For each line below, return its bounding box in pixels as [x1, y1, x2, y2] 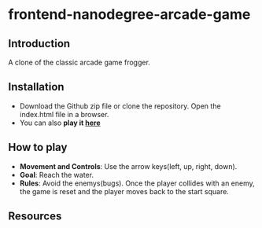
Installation [8, 80, 65, 94]
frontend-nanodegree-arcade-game [8, 6, 251, 24]
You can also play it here [19, 118, 101, 127]
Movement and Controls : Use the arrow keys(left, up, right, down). [19, 161, 238, 171]
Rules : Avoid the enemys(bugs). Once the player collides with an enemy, [19, 178, 256, 188]
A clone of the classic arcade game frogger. [8, 57, 151, 67]
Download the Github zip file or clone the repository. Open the [19, 101, 222, 111]
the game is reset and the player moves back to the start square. [19, 186, 230, 196]
